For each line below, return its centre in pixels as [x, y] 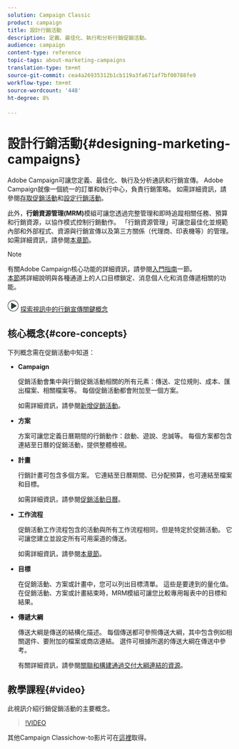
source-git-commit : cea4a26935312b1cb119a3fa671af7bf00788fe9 [102, 75]
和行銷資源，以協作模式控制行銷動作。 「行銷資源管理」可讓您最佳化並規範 [118, 222]
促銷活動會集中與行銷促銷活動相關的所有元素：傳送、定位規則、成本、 [121, 381]
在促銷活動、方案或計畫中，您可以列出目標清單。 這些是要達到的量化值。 [125, 584]
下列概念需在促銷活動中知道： [51, 352]
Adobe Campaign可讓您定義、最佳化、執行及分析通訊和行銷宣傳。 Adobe [115, 180]
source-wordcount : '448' [44, 90]
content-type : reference [44, 53]
